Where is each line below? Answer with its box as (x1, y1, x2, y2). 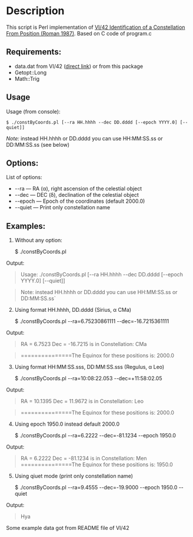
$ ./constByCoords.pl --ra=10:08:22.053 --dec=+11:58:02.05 (14, 375, 162, 382)
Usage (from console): (6, 108, 61, 115)
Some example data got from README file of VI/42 (6, 525, 129, 532)
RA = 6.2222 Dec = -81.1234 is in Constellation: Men (20, 455, 147, 462)
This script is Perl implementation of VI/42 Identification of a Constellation (6, 24, 185, 31)
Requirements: (6, 47, 62, 57)
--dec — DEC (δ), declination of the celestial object (14, 192, 139, 199)
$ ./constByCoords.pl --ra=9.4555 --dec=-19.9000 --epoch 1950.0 (14, 484, 178, 491)
